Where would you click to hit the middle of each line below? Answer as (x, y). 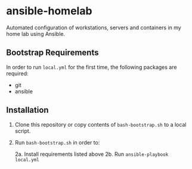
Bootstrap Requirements (52, 53)
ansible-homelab (49, 11)
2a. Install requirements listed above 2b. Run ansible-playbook (92, 154)
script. (23, 131)
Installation (27, 110)
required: (17, 73)
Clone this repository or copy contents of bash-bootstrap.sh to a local (100, 124)
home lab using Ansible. (36, 33)
